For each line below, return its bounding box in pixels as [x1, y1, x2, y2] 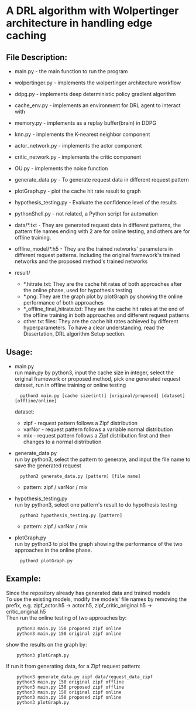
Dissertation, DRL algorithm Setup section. [23, 330, 126, 337]
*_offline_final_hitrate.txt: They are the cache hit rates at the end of [23, 306, 184, 312]
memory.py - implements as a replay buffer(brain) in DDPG [14, 119, 157, 127]
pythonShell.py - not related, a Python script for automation [14, 210, 158, 217]
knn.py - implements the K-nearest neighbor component [14, 131, 150, 138]
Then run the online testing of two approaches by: [6, 614, 127, 621]
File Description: [6, 52, 67, 62]
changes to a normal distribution [23, 438, 102, 445]
